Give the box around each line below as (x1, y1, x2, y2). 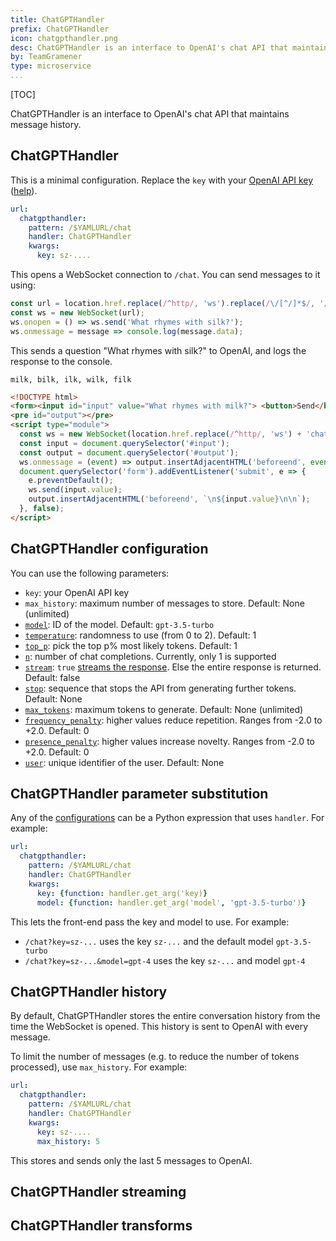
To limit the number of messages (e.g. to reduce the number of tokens (10, 1051, 300, 1063)
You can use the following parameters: (10, 567, 170, 579)
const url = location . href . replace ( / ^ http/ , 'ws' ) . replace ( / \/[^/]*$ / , (10, 299, 316, 309)
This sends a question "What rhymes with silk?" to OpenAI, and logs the (10, 344, 307, 356)
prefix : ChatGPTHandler (10, 24, 110, 34)
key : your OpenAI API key (24, 586, 130, 598)
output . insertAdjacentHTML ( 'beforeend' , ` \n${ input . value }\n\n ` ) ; (28, 494, 311, 505)
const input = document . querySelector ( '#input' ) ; (19, 438, 230, 448)
